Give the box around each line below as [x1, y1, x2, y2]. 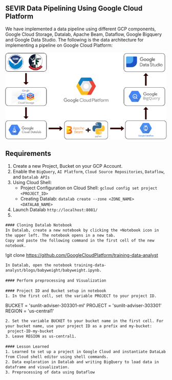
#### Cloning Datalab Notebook [5, 223, 72, 228]
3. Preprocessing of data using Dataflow [5, 369, 95, 375]
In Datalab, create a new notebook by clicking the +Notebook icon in [5, 228, 159, 233]
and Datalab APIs [12, 174, 50, 180]
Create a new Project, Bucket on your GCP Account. [12, 163, 123, 169]
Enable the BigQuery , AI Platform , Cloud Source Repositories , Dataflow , [12, 168, 165, 174]
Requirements [5, 149, 51, 158]
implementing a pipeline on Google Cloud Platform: [5, 42, 113, 48]
